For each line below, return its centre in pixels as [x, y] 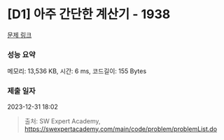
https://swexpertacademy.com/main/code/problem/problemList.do [121, 129]
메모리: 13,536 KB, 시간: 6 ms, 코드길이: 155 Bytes [77, 71]
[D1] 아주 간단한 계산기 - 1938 [89, 14]
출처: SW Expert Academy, [62, 121]
